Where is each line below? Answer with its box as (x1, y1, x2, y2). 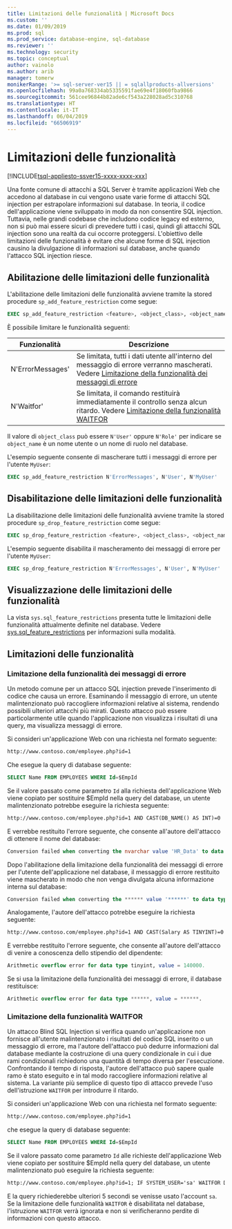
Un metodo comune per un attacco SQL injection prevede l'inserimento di (7, 685, 217, 693)
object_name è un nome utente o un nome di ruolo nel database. (7, 440, 188, 448)
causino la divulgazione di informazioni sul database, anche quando (7, 244, 200, 252)
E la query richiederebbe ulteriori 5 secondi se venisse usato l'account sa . (7, 1192, 217, 1200)
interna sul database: (7, 883, 67, 891)
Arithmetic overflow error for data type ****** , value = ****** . (7, 995, 202, 1003)
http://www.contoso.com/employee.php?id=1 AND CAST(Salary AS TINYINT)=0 (7, 929, 224, 936)
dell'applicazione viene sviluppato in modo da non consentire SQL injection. (7, 207, 223, 216)
